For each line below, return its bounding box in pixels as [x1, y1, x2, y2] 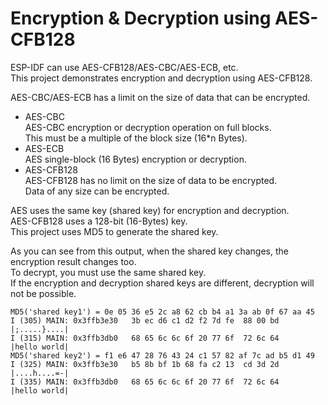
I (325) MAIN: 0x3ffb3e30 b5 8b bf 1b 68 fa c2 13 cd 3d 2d [10, 359, 280, 369]
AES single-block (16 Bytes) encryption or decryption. [24, 153, 247, 165]
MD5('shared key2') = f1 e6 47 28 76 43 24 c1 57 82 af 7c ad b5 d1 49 [10, 350, 315, 361]
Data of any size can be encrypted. [24, 185, 170, 197]
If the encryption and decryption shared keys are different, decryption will [10, 277, 315, 289]
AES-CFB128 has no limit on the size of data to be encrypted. [24, 174, 278, 186]
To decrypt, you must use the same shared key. [10, 266, 207, 278]
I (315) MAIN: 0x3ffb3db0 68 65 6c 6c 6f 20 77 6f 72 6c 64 [10, 333, 280, 343]
